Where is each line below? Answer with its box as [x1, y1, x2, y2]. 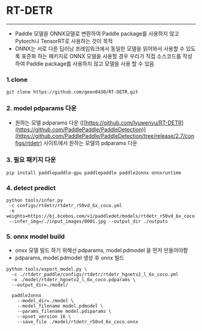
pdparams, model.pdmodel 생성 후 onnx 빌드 [14, 254, 124, 262]
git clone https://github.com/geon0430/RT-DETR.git [6, 89, 138, 95]
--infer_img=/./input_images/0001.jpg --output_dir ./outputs [8, 218, 168, 224]
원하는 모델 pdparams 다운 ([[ [14, 119, 86, 126]
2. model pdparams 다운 [6, 104, 77, 113]
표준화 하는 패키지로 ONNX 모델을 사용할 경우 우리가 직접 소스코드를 [21, 52, 182, 60]
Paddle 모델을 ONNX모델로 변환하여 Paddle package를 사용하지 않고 [14, 29, 179, 37]
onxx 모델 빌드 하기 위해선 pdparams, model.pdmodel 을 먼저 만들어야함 [14, 247, 188, 254]
